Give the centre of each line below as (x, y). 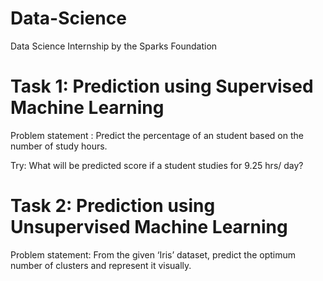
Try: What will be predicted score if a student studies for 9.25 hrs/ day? (157, 165)
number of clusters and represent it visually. (101, 265)
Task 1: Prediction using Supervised (162, 86)
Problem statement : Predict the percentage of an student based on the (157, 135)
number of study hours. (59, 146)
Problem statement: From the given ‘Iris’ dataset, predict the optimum (153, 254)
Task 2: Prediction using (113, 206)
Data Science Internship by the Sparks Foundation (114, 46)
